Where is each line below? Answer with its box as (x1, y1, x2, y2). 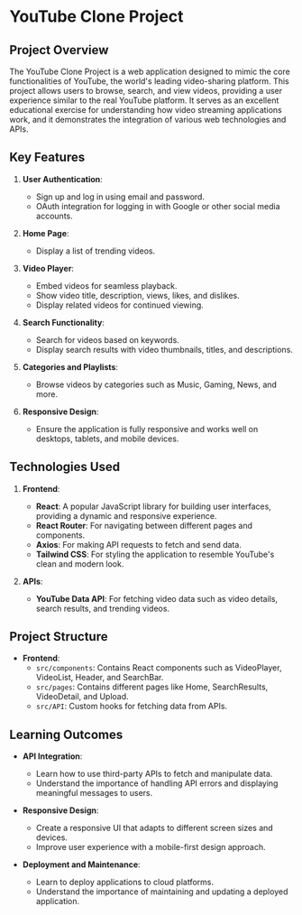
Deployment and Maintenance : (22, 859, 142, 870)
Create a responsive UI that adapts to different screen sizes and (35, 823, 273, 834)
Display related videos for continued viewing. (35, 300, 205, 310)
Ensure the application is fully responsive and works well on (35, 423, 259, 434)
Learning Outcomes (9, 726, 124, 742)
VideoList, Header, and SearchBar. (35, 672, 164, 683)
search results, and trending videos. (35, 603, 169, 614)
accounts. (35, 210, 74, 221)
